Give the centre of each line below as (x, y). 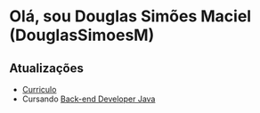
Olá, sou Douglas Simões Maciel (130, 16)
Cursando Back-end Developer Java (89, 99)
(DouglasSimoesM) (82, 35)
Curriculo (39, 89)
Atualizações (47, 68)
